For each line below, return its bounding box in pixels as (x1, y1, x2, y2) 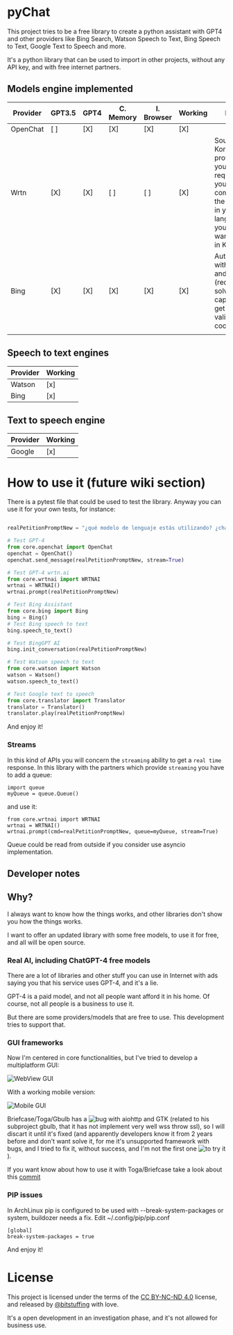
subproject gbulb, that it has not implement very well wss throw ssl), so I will (7, 1122, 225, 1131)
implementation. (7, 847, 53, 856)
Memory (108, 112, 137, 122)
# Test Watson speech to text (7, 658, 95, 665)
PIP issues (7, 1190, 43, 1200)
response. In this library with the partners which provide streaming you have (7, 763, 225, 771)
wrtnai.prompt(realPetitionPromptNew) (7, 589, 119, 596)
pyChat (7, 4, 51, 20)
